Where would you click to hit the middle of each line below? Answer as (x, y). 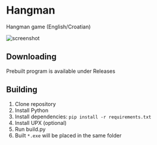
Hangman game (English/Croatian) (48, 27)
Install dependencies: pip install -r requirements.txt (83, 117)
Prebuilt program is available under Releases (61, 71)
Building (22, 90)
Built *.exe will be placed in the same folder (68, 135)
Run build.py (30, 129)
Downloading (31, 57)
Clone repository (35, 104)
